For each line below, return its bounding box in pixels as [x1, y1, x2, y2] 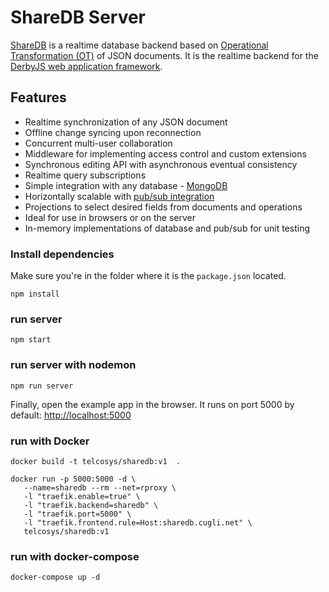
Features [10, 89, 67, 106]
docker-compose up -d [10, 572, 101, 583]
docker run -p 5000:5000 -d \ [10, 474, 137, 484]
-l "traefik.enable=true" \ [23, 491, 141, 501]
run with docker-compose [10, 549, 140, 563]
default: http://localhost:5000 [10, 409, 132, 421]
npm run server [10, 381, 74, 391]
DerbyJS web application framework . [10, 60, 163, 72]
